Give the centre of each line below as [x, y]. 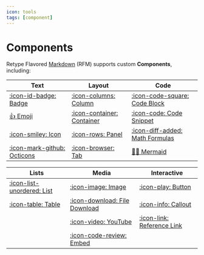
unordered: [25, 191]
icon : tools [21, 12]
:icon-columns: [93, 96]
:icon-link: [154, 218]
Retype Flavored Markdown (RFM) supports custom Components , [89, 64]
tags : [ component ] [29, 18]
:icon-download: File [99, 200]
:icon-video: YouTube [101, 222]
